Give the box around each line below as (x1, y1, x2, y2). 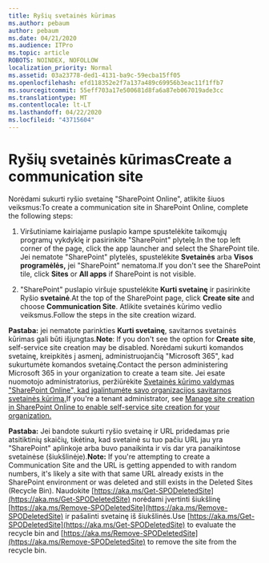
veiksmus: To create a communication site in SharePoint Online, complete (8, 202, 249, 212)
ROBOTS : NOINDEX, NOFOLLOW (8, 57, 98, 65)
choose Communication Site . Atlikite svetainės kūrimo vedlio (19, 301, 223, 311)
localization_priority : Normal (8, 64, 113, 72)
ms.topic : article (8, 49, 70, 57)
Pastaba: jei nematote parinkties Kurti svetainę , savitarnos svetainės (8, 325, 237, 335)
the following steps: (8, 211, 74, 220)
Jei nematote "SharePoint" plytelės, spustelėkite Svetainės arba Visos (19, 251, 254, 261)
